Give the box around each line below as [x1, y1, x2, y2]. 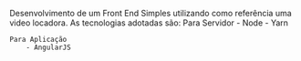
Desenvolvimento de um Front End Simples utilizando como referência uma [9, 8, 292, 18]
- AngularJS [26, 43, 71, 52]
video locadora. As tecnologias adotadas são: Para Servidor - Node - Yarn [9, 17, 289, 28]
